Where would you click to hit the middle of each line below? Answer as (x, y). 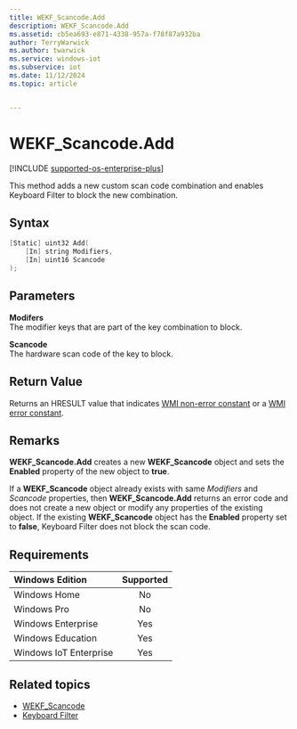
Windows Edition (50, 580)
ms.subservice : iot (45, 68)
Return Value (46, 382)
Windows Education (56, 638)
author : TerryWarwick (49, 42)
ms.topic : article (43, 84)
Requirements (49, 555)
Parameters (42, 296)
